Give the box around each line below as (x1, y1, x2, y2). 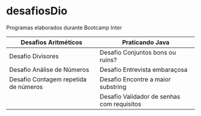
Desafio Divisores (9, 52, 59, 60)
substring (99, 83, 127, 91)
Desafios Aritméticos (20, 38, 83, 46)
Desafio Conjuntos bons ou (99, 48, 176, 56)
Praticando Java (121, 38, 170, 46)
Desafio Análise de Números (9, 65, 90, 74)
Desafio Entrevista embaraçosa (99, 65, 188, 74)
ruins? (99, 56, 117, 64)
